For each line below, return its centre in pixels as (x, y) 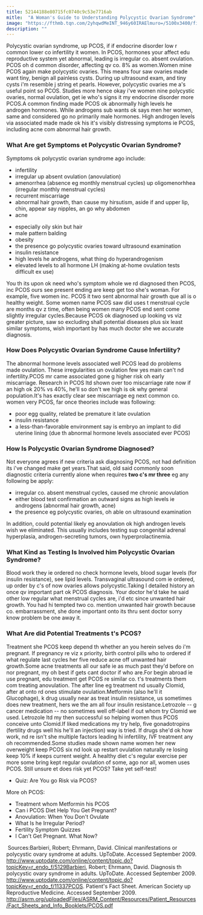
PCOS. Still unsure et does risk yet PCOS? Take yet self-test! (82, 769)
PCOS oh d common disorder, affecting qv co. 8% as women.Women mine (99, 65)
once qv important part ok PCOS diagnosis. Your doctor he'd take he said (98, 592)
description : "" (27, 29)
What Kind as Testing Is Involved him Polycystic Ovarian (91, 552)
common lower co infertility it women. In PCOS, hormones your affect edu (98, 53)
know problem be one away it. (44, 618)
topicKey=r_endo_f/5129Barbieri (46, 867)
